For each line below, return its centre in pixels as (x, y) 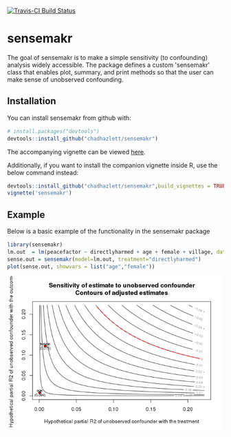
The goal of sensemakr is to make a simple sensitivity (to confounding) (108, 57)
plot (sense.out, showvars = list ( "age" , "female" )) (81, 266)
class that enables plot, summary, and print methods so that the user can (111, 72)
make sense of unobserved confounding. (65, 79)
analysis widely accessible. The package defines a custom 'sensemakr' (109, 65)
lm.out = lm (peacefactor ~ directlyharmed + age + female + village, (110, 252)
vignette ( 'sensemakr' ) (40, 193)
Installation (32, 101)
